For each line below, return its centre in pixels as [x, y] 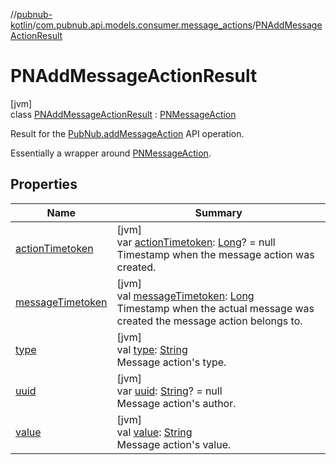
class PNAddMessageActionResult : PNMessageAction [123, 114]
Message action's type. [171, 362]
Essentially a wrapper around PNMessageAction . [111, 153]
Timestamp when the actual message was [215, 308]
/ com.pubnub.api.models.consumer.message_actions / [144, 25]
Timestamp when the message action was [215, 254]
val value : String [154, 432]
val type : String [152, 349]
